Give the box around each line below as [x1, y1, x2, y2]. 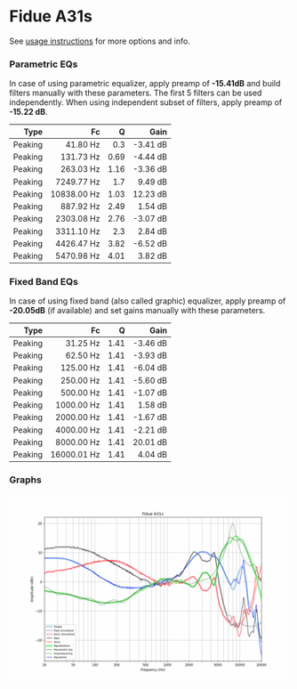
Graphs [9, 474, 42, 486]
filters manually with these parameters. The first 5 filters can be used [9, 87, 262, 99]
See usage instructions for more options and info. [9, 36, 191, 46]
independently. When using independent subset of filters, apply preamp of [9, 97, 283, 108]
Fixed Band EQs [9, 275, 78, 288]
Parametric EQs [9, 58, 78, 70]
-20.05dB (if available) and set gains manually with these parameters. [9, 305, 266, 316]
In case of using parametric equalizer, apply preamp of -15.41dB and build [9, 78, 281, 89]
